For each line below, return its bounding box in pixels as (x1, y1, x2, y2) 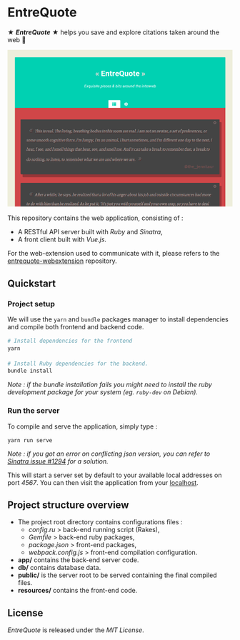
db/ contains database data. (17, 564, 101, 572)
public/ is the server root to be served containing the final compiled (17, 571, 217, 579)
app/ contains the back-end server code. (17, 556, 139, 564)
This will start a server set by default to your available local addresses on (7, 471, 222, 479)
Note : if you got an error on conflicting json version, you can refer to (7, 449, 211, 458)
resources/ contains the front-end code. (17, 586, 138, 595)
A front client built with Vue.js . (17, 235, 107, 244)
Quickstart (7, 277, 56, 289)
